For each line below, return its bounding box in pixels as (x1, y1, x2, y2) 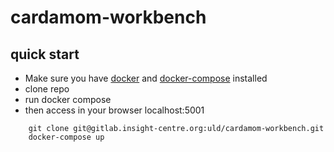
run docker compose (24, 94, 112, 105)
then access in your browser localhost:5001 (24, 104, 205, 116)
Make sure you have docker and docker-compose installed (24, 72, 268, 84)
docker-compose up (28, 132, 105, 142)
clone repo (24, 83, 70, 95)
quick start (10, 46, 80, 63)
